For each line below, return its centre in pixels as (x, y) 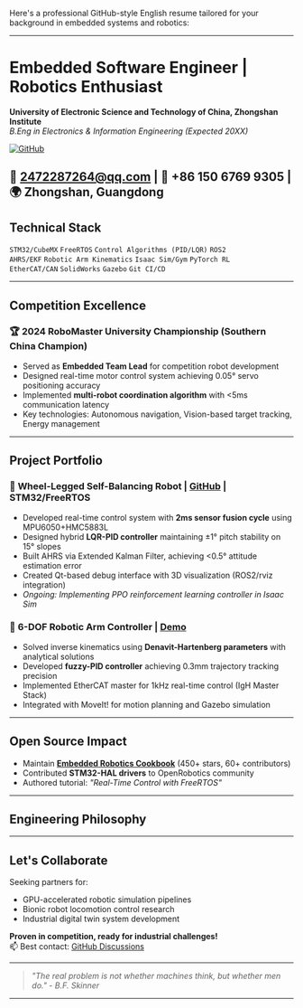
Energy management (61, 423)
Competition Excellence (78, 305)
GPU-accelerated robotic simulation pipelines (107, 900)
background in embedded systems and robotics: (99, 23)
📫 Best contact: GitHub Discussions (77, 947)
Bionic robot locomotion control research (98, 909)
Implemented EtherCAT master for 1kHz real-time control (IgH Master (151, 685)
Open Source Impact (69, 742)
